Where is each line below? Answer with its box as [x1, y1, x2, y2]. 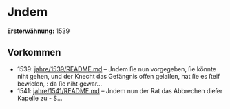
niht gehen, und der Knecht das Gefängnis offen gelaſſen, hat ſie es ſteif [17, 72, 220, 80]
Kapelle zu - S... [17, 94, 63, 102]
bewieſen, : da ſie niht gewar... [17, 80, 103, 88]
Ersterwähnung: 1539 [7, 27, 70, 35]
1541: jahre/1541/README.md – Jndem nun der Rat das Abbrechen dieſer [17, 86, 223, 95]
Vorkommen [7, 47, 61, 58]
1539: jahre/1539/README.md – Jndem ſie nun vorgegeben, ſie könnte [17, 64, 217, 73]
